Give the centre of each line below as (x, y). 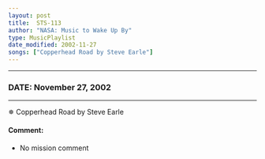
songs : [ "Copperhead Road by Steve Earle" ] (81, 52)
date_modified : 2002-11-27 (52, 45)
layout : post (30, 15)
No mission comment (54, 148)
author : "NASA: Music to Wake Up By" (70, 30)
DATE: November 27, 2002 (60, 87)
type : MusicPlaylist (42, 38)
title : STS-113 (35, 23)
